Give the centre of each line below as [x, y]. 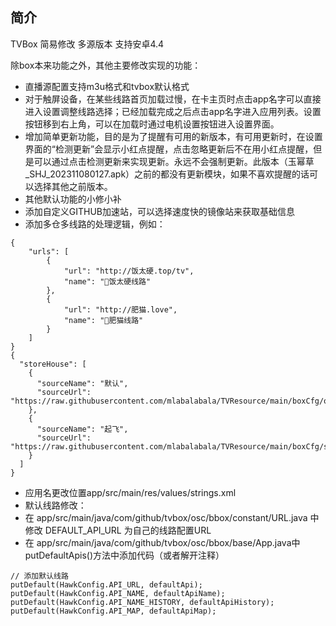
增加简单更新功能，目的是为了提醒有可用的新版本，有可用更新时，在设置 [173, 136]
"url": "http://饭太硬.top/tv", [129, 271]
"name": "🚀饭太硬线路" [107, 281]
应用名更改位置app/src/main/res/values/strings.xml [130, 492]
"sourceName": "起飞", [82, 429]
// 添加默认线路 [39, 576]
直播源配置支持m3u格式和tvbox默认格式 [107, 86]
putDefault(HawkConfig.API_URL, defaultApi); [106, 584]
